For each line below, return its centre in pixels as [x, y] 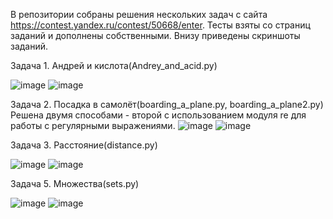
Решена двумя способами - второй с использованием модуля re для [158, 115]
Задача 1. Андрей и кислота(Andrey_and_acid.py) [114, 65]
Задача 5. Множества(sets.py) [75, 183]
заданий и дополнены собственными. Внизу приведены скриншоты [155, 35]
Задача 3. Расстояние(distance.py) [84, 145]
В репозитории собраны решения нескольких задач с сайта [139, 14]
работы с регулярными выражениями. [93, 125]
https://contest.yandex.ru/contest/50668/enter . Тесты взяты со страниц [160, 25]
